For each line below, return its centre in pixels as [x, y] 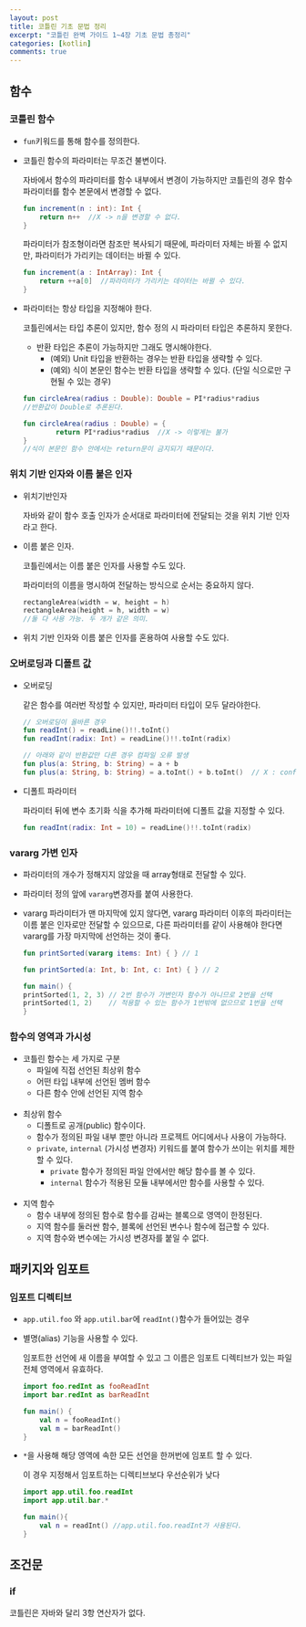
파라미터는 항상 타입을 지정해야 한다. [87, 309]
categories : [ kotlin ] [51, 43]
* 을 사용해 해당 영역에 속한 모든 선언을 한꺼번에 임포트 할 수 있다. [138, 1455]
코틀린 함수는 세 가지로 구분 [71, 1058]
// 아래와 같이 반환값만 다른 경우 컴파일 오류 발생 [106, 756]
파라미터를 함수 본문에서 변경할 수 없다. [92, 191]
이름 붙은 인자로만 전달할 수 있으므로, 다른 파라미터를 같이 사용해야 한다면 [153, 924]
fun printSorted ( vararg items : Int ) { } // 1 [110, 953]
